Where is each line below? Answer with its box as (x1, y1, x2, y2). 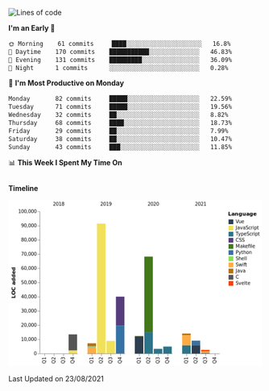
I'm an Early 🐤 (8, 23, 56, 32)
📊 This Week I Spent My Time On (8, 158, 122, 167)
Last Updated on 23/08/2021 (8, 374, 105, 384)
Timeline (8, 184, 39, 193)
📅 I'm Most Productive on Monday (8, 78, 125, 88)
